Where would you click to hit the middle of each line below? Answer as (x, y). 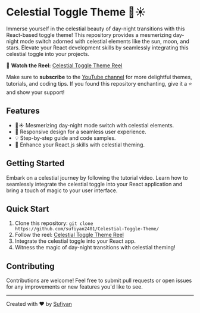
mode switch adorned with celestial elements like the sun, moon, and (104, 41)
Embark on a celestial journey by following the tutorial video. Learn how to (97, 177)
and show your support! (35, 92)
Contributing (30, 266)
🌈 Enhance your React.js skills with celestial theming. (79, 145)
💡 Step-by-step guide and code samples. (65, 138)
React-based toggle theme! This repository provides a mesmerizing (89, 35)
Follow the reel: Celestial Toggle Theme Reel (69, 235)
